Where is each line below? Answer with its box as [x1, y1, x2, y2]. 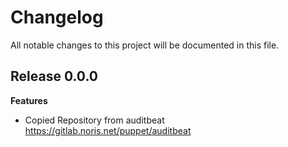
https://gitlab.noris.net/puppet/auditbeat [24, 124, 192, 136]
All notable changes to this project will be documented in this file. [10, 39, 280, 51]
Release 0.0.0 [10, 68, 98, 85]
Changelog [10, 6, 104, 29]
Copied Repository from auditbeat [24, 114, 165, 126]
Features [10, 94, 48, 106]
